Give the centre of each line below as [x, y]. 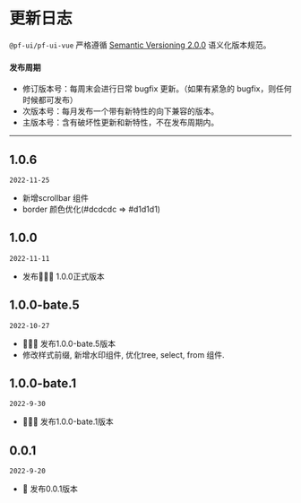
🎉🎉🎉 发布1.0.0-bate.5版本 [69, 343]
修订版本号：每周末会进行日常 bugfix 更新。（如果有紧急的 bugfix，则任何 [157, 89]
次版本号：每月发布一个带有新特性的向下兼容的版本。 [120, 111]
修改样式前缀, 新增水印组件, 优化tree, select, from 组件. [124, 354]
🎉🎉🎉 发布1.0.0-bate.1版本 [68, 421]
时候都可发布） [50, 100]
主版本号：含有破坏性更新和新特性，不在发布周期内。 [120, 123]
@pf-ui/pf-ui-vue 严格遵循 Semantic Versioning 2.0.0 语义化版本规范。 [140, 45]
